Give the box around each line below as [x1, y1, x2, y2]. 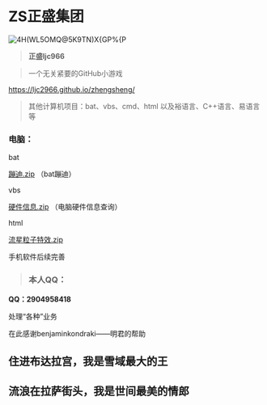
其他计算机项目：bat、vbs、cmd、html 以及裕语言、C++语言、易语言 [28, 101, 261, 111]
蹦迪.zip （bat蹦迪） [8, 169, 76, 179]
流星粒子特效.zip [8, 235, 63, 245]
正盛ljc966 [28, 51, 65, 61]
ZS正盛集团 [8, 7, 84, 26]
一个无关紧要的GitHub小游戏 [28, 68, 123, 78]
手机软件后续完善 [8, 252, 66, 262]
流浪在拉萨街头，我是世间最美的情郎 [8, 385, 189, 399]
